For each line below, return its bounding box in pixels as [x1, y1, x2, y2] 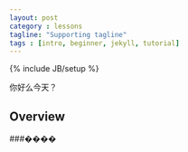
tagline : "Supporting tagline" [9, 30, 127, 39]
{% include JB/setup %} [9, 63, 99, 74]
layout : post [9, 13, 59, 23]
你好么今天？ [9, 82, 57, 93]
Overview [9, 109, 66, 124]
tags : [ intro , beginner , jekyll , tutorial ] [9, 38, 180, 48]
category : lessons [9, 22, 83, 31]
